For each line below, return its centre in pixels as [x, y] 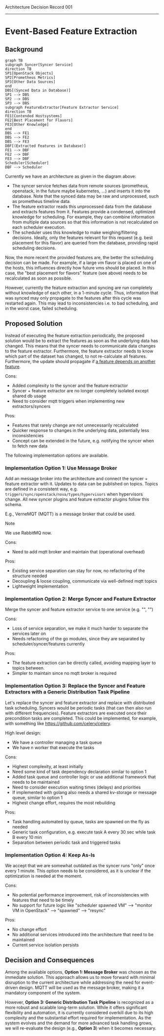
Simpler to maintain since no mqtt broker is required [64, 673]
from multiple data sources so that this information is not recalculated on [85, 222]
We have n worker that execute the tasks [53, 747]
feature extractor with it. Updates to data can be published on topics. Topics [82, 484]
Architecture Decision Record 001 [39, 7]
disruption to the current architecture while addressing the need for [73, 982]
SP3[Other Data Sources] [30, 82]
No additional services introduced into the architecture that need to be [83, 934]
